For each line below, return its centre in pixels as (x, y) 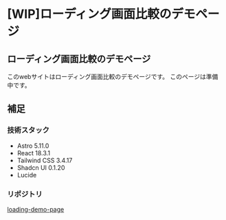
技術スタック (29, 130)
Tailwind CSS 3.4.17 (45, 160)
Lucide (27, 175)
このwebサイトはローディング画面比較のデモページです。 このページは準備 (113, 77)
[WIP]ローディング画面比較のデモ (101, 14)
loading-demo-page (36, 209)
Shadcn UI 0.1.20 (41, 167)
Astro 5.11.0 (33, 146)
